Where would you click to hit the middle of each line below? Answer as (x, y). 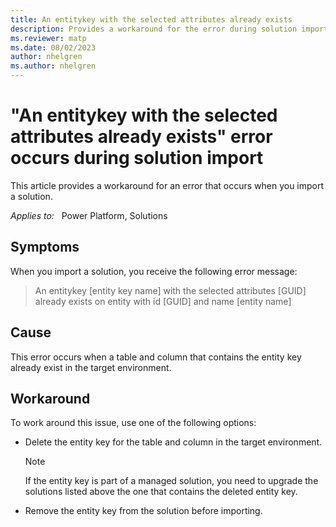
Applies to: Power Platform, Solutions (89, 215)
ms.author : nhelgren (53, 66)
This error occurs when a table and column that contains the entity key (156, 357)
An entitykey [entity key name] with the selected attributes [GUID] (170, 290)
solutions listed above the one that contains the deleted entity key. (161, 492)
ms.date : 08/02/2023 (53, 47)
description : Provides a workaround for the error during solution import (169, 29)
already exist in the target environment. (91, 367)
